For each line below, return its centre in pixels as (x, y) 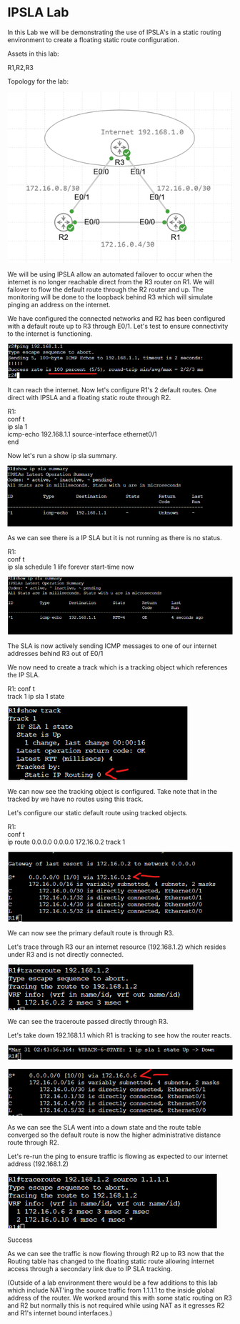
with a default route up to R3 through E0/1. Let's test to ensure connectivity (118, 327)
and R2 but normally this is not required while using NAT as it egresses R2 (116, 1305)
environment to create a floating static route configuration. (94, 39)
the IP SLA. (24, 675)
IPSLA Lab (38, 13)
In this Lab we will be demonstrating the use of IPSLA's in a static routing (114, 32)
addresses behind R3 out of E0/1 (55, 653)
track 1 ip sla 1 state (36, 696)
